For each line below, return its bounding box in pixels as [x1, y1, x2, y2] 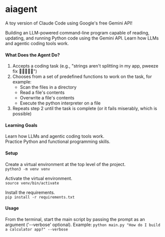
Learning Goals [5, 122, 37, 128]
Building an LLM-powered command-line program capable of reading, [5, 29, 150, 35]
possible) [12, 111, 32, 117]
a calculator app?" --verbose [5, 226, 68, 232]
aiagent [5, 3, 37, 15]
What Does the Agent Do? [5, 51, 60, 58]
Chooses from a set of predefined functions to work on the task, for [12, 73, 152, 79]
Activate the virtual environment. [5, 175, 72, 181]
